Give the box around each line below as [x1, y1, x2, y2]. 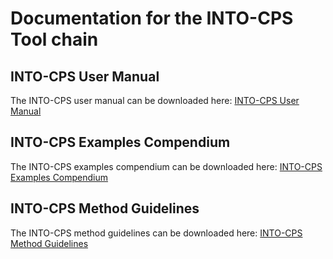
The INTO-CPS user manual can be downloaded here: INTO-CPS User [10, 95, 300, 106]
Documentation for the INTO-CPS [10, 7, 294, 30]
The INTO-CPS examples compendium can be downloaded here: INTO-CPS [10, 160, 323, 172]
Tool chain [10, 28, 99, 51]
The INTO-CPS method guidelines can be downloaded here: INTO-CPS [10, 227, 303, 239]
